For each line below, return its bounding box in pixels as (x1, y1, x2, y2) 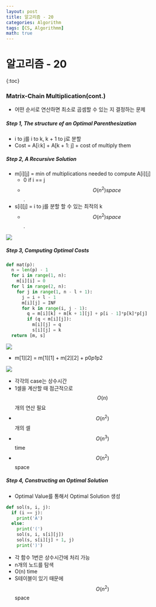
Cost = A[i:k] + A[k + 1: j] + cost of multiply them (14, 142, 131, 149)
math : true (6, 31, 33, 36)
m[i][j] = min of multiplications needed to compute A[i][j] (14, 170, 151, 177)
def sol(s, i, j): (6, 504, 51, 510)
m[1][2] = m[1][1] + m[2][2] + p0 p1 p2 (14, 354, 103, 361)
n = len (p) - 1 (11, 267, 48, 273)
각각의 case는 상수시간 (14, 377, 67, 385)
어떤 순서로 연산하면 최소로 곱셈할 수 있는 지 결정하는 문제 (14, 106, 146, 113)
